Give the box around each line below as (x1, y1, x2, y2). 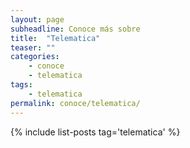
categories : (10, 52, 60, 62)
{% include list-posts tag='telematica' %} (10, 126, 181, 138)
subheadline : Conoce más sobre (10, 24, 141, 34)
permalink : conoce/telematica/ (10, 98, 141, 108)
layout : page (10, 14, 65, 25)
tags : (10, 80, 33, 90)
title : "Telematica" (10, 33, 101, 43)
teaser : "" (10, 42, 56, 53)
